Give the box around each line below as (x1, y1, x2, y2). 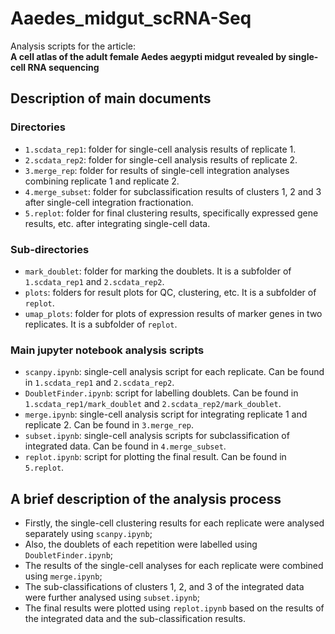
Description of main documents (10, 90, 212, 107)
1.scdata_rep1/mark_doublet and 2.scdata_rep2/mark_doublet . (24, 398, 282, 410)
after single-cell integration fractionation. (24, 196, 194, 208)
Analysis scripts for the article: (10, 40, 136, 52)
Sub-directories (10, 242, 90, 256)
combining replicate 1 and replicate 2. (24, 175, 180, 187)
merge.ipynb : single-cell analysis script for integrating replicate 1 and (24, 408, 308, 421)
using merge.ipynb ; (24, 570, 103, 582)
